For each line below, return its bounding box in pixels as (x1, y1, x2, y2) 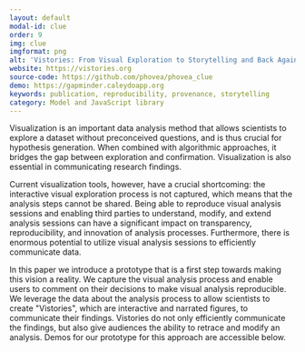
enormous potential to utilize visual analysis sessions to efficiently (9, 237, 257, 248)
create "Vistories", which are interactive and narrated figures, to (9, 303, 248, 314)
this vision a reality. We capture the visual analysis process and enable (9, 274, 274, 285)
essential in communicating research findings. (9, 161, 182, 173)
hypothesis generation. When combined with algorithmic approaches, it (9, 142, 277, 153)
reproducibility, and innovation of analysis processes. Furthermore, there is (9, 227, 290, 238)
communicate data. (9, 246, 82, 257)
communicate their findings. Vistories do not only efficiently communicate (9, 313, 286, 324)
